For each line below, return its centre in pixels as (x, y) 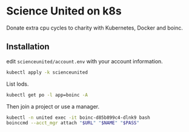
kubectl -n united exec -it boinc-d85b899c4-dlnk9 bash (78, 118)
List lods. (18, 84)
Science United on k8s (64, 11)
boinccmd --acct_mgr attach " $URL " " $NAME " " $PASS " (73, 123)
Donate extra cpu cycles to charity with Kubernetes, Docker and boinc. (94, 28)
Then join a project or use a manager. (53, 106)
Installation (28, 47)
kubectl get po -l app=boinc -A (47, 95)
